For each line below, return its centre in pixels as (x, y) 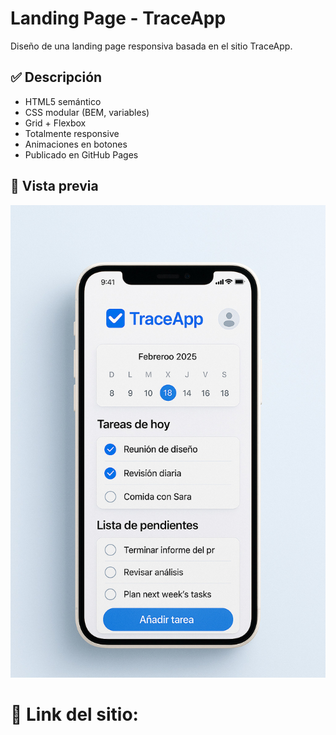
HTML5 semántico (63, 101)
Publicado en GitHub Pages (81, 154)
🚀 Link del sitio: (74, 714)
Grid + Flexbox (55, 123)
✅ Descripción (56, 77)
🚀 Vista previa (54, 186)
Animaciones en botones (76, 144)
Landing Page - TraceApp (118, 18)
